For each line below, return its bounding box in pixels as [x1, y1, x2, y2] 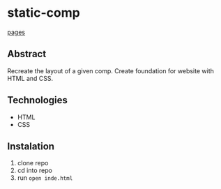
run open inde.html [17, 174, 73, 182]
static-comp [7, 5, 80, 21]
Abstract [7, 48, 47, 60]
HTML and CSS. [7, 74, 54, 82]
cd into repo [17, 166, 52, 175]
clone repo [17, 159, 49, 167]
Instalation [7, 140, 54, 152]
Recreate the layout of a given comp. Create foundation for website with [7, 66, 214, 75]
